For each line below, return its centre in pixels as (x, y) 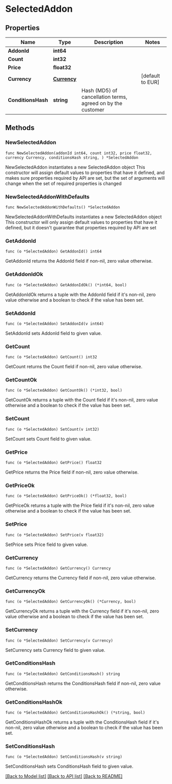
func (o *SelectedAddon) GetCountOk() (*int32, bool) (64, 390)
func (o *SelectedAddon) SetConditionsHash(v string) (64, 757)
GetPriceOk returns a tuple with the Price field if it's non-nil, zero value (80, 505)
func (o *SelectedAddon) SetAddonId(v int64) (55, 324)
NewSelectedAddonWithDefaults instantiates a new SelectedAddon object (84, 217)
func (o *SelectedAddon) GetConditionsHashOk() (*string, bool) (75, 713)
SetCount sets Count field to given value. (49, 439)
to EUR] (150, 82)
